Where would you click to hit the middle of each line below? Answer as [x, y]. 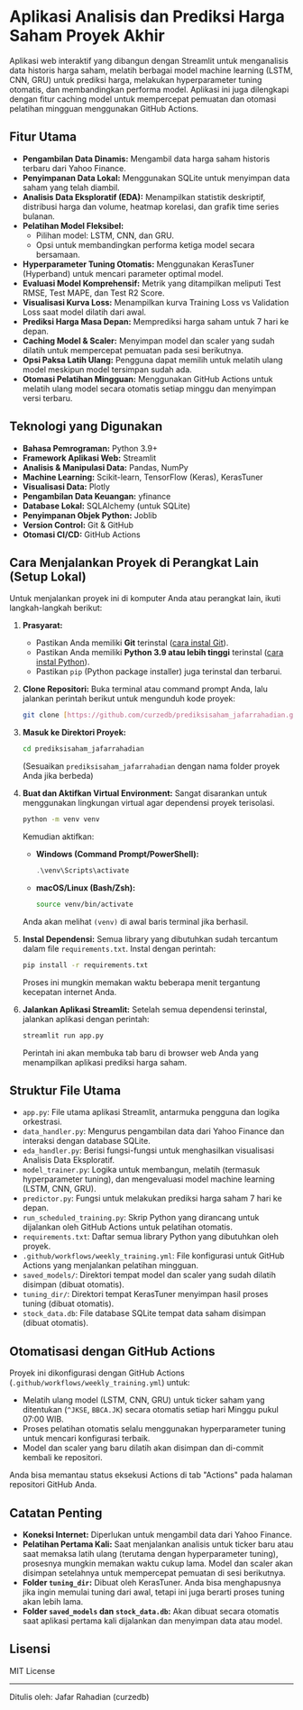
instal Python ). [63, 662]
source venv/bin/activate [84, 904]
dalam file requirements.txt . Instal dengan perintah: [119, 948]
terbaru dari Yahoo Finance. [74, 168]
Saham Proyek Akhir [87, 36]
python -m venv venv [61, 819]
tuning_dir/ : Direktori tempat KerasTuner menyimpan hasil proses [145, 1294]
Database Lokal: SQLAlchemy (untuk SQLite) [106, 506]
